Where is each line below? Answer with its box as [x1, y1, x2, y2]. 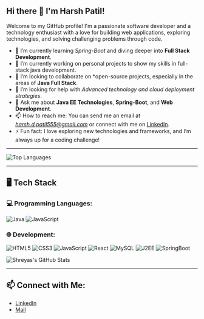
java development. [30, 66, 76, 74]
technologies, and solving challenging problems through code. [6, 35, 163, 43]
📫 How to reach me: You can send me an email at [15, 112, 141, 119]
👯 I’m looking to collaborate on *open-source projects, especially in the [15, 72, 193, 80]
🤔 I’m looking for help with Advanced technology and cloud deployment [15, 86, 195, 93]
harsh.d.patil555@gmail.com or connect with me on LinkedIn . [15, 120, 170, 128]
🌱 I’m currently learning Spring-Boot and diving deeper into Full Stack [15, 47, 190, 54]
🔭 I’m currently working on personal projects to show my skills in [15, 60, 177, 67]
